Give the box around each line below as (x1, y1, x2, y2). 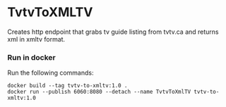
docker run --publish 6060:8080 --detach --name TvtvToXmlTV (7, 89, 191, 96)
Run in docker (7, 52, 56, 62)
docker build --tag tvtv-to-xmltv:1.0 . (7, 82, 129, 89)
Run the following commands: (7, 68, 94, 77)
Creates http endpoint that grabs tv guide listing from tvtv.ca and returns (7, 27, 219, 36)
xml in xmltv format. (7, 34, 66, 43)
